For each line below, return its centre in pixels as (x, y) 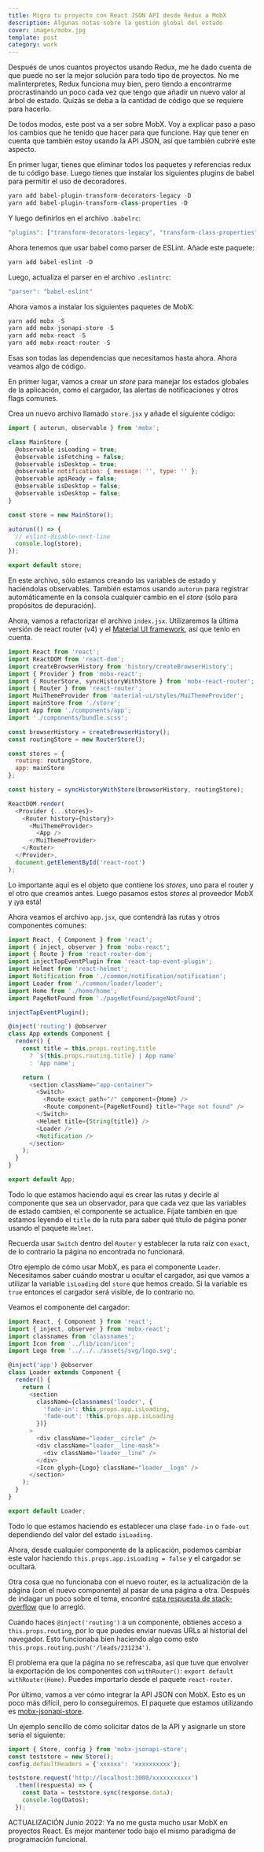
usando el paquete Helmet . (51, 1228)
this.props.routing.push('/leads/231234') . (80, 1647)
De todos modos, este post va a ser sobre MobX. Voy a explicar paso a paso (132, 124)
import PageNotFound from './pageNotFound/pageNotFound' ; (105, 998)
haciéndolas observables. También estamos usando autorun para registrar (128, 589)
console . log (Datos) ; (56, 1800)
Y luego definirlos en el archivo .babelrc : (75, 218)
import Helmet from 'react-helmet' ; (68, 969)
